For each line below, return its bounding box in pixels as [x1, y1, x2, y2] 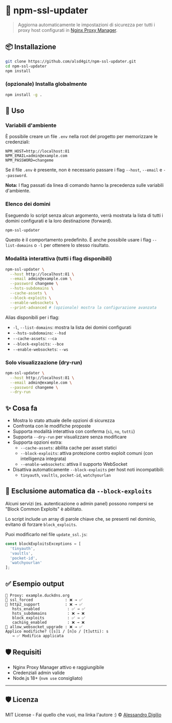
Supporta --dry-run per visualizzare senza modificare [12, 434, 127, 440]
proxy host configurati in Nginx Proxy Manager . [17, 27, 118, 33]
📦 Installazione [5, 43, 56, 51]
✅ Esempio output [5, 579, 64, 588]
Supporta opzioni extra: [12, 439, 62, 446]
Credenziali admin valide [12, 670, 65, 676]
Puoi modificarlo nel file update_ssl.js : [5, 531, 88, 537]
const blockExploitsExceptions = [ [5, 541, 81, 546]
